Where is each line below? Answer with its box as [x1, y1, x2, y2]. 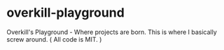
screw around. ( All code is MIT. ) [6, 35, 102, 43]
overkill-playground [6, 5, 125, 21]
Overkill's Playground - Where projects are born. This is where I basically [6, 28, 218, 36]
